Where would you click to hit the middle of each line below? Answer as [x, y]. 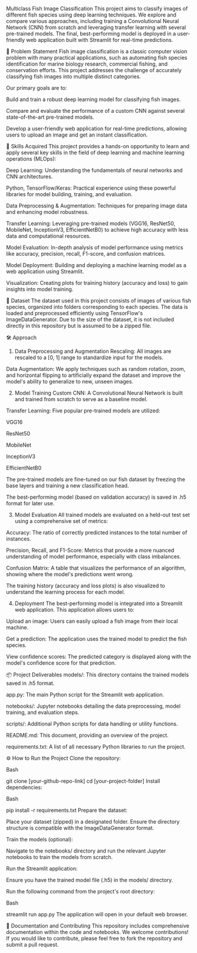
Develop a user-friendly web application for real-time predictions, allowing [96, 129]
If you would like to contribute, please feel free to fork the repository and [94, 938]
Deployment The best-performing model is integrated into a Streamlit [98, 603]
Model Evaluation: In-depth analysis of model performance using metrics [95, 247]
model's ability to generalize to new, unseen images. [70, 381]
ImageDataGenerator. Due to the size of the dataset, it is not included [90, 319]
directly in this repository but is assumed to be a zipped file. [79, 326]
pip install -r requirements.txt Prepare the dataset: [67, 810]
